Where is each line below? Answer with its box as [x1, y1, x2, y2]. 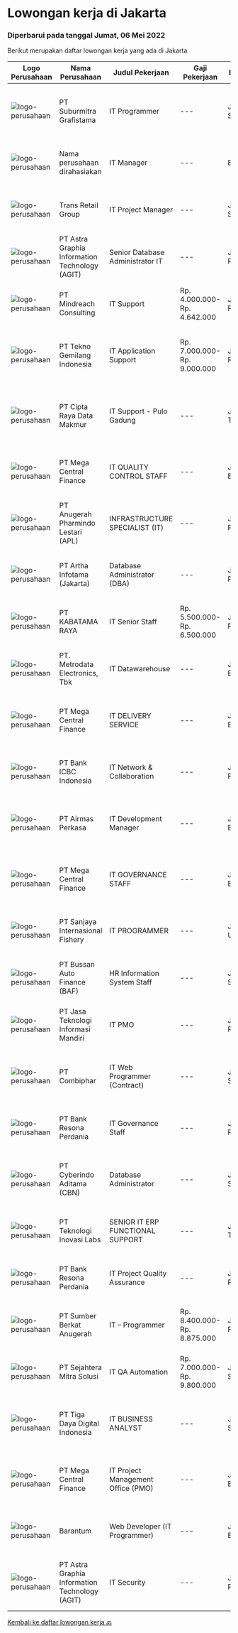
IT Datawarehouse [109, 664, 171, 674]
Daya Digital [59, 1418, 99, 1428]
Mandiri [59, 1033, 85, 1043]
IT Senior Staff [109, 617, 157, 626]
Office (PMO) [109, 1483, 154, 1493]
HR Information [109, 968, 159, 978]
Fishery [59, 935, 84, 945]
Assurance [109, 1277, 145, 1287]
